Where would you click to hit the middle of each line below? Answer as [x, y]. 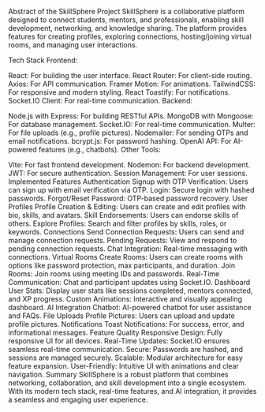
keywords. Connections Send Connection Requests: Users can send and [126, 232]
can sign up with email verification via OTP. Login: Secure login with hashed [131, 190]
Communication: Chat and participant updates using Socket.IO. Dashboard [129, 282]
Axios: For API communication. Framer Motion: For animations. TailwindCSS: [132, 84]
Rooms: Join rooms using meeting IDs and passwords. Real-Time [114, 274]
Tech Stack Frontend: [43, 60]
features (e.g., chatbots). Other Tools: [99, 150]
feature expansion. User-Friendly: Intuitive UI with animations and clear [123, 366]
